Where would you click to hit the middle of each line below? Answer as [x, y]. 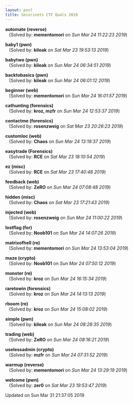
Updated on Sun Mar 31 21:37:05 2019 [45, 395]
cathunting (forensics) [30, 105]
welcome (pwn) [22, 380]
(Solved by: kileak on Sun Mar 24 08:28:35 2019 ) [60, 324]
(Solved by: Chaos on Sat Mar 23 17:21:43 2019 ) [59, 202]
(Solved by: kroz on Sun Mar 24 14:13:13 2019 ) [57, 294]
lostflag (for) [19, 227]
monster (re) [19, 273]
